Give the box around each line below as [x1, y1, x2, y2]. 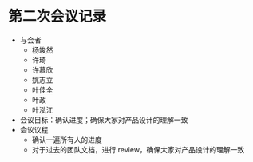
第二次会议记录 [8, 7, 107, 26]
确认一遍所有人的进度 [31, 135, 102, 144]
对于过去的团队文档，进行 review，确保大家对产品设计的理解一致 [31, 144, 245, 154]
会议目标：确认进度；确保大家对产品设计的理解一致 [19, 115, 188, 124]
